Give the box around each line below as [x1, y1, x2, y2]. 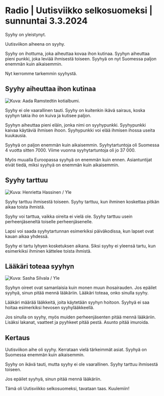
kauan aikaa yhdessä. [5, 233, 49, 239]
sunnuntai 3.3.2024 [5, 15, 88, 26]
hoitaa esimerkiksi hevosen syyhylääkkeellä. [5, 305, 94, 311]
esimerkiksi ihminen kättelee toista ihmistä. [5, 248, 92, 254]
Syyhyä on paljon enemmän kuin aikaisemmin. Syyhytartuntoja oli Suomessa [5, 142, 160, 148]
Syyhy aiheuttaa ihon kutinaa [5, 85, 96, 93]
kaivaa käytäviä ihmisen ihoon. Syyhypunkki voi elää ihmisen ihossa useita [5, 127, 155, 133]
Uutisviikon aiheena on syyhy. [5, 41, 65, 47]
